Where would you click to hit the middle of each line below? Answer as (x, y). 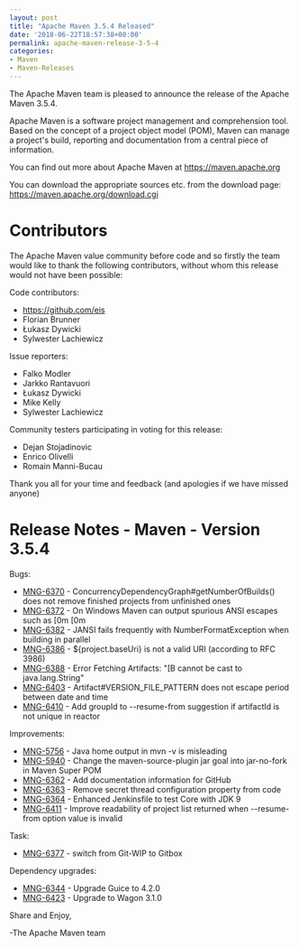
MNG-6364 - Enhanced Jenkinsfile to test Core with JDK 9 (131, 799)
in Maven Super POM (62, 770)
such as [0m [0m (54, 620)
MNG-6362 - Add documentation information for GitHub (127, 780)
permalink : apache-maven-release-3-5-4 (84, 43)
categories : (32, 51)
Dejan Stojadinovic (57, 447)
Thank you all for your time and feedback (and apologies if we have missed (149, 483)
